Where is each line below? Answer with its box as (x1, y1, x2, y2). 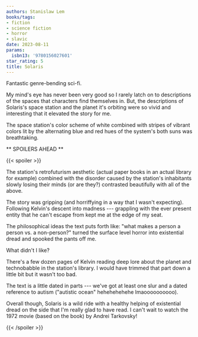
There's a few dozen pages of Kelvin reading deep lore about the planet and (6, 258, 191, 265)
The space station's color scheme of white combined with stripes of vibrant (6, 122, 190, 129)
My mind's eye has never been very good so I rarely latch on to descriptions (6, 91, 191, 98)
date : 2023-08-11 (6, 42, 49, 48)
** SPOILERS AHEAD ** (6, 145, 64, 153)
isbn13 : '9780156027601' (11, 53, 73, 59)
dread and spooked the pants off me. (6, 235, 96, 242)
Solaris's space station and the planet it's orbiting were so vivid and (6, 104, 171, 111)
